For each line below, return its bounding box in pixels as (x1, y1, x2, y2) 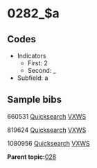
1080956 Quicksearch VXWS (7, 139, 90, 147)
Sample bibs (7, 94, 62, 106)
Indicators (17, 51, 46, 60)
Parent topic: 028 (7, 152, 57, 161)
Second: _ (27, 67, 57, 74)
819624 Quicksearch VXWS (7, 126, 87, 134)
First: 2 (27, 59, 48, 67)
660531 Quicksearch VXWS (7, 112, 87, 120)
